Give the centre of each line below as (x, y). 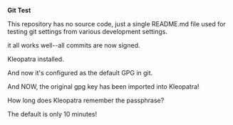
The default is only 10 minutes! (52, 114)
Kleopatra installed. (36, 59)
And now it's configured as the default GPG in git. (80, 73)
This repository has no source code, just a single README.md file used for (116, 24)
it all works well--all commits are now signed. (74, 45)
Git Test (19, 10)
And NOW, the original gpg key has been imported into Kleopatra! (103, 87)
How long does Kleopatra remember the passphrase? (86, 100)
